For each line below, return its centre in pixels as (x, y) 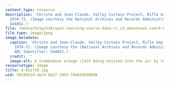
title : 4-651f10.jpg (27, 70)
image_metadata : (22, 38)
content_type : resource (30, 10)
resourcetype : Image (27, 65)
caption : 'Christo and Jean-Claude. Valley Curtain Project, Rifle (82, 42)
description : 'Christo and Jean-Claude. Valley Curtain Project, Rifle (82, 14)
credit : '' (21, 56)
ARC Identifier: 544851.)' (43, 51)
